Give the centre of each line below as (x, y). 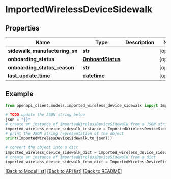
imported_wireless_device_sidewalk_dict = (51, 152)
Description (140, 42)
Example (19, 94)
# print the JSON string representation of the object (65, 134)
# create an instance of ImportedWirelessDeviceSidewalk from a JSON (81, 124)
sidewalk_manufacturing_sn (43, 51)
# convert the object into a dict (42, 147)
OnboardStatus (102, 59)
